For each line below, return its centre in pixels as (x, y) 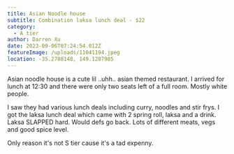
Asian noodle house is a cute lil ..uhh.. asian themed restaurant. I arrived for (116, 79)
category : (22, 26)
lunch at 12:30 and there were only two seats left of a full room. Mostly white (117, 86)
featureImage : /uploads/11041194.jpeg (64, 53)
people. (18, 93)
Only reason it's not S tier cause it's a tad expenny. (80, 143)
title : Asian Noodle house (46, 14)
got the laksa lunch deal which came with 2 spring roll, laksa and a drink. (112, 114)
